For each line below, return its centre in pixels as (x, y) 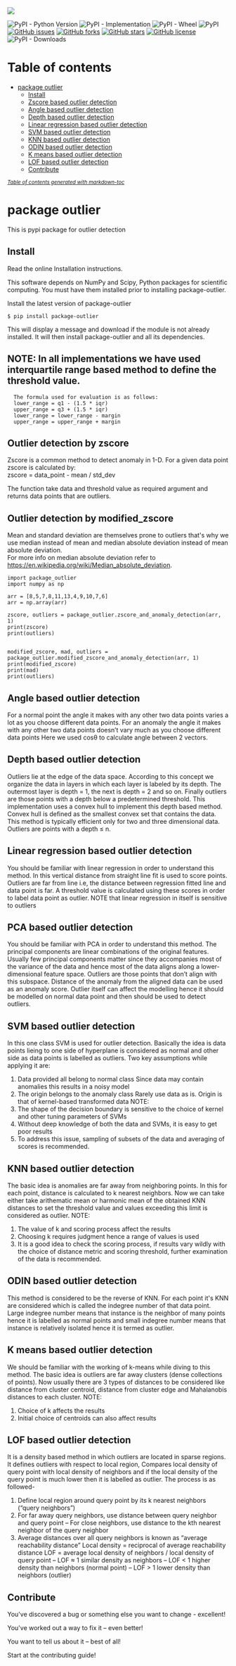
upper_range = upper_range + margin (67, 421)
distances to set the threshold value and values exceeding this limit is (107, 1208)
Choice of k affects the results (61, 1411)
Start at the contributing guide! (52, 1655)
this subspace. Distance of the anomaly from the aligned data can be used (115, 981)
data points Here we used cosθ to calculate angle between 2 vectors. (108, 737)
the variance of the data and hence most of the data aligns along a (104, 967)
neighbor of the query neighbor (63, 1530)
